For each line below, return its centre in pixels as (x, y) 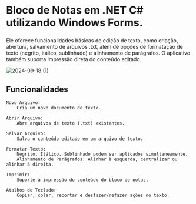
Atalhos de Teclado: (31, 190)
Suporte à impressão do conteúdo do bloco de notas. (83, 180)
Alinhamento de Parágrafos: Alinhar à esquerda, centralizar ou (97, 159)
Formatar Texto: (26, 149)
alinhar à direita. (30, 164)
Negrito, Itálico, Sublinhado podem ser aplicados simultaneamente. (102, 154)
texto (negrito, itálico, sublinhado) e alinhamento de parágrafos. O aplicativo (98, 53)
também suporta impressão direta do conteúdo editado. (74, 59)
